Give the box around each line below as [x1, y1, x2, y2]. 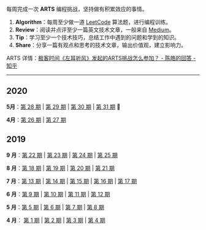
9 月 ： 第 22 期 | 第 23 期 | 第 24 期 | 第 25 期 [6, 151, 118, 158]
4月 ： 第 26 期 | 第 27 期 [6, 116, 66, 123]
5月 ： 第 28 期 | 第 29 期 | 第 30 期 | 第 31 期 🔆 [6, 103, 121, 110]
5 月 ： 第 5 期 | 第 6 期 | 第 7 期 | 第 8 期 [6, 203, 104, 210]
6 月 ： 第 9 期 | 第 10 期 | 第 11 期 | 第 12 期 [6, 190, 110, 197]
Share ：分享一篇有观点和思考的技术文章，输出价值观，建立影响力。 [15, 42, 187, 48]
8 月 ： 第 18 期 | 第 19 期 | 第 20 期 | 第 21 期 [6, 164, 115, 172]
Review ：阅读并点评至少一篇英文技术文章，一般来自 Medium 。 [15, 26, 175, 33]
